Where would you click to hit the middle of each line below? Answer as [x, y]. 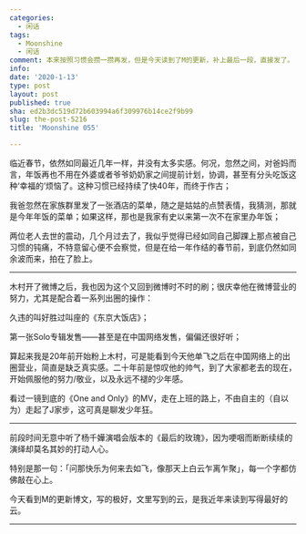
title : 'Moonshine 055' [55, 128]
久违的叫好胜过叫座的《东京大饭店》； [79, 317]
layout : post [34, 94]
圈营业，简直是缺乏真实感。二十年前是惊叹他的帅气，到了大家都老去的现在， [153, 367]
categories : [32, 18]
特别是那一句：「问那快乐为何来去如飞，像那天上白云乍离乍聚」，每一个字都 [149, 468]
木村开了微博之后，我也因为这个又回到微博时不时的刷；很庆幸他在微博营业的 [153, 287]
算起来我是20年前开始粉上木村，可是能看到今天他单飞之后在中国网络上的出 [150, 356]
